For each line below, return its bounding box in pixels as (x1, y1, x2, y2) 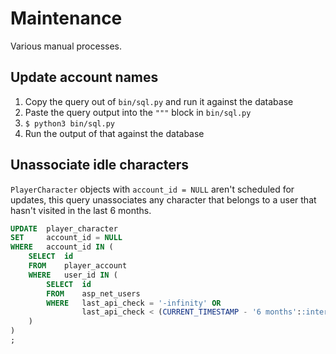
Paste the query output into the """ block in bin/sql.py (24, 106, 252, 118)
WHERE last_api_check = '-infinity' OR (46, 298, 222, 308)
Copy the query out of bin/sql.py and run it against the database (24, 95, 294, 107)
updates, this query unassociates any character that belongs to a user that (10, 193, 317, 206)
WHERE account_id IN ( (10, 242, 114, 252)
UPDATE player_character (10, 223, 118, 234)
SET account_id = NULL (10, 233, 123, 243)
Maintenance (10, 7, 123, 30)
